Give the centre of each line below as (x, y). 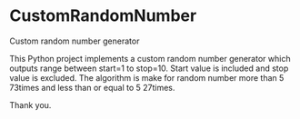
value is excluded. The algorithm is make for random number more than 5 (147, 77)
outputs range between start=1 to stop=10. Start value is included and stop (149, 68)
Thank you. (30, 104)
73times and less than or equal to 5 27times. (92, 87)
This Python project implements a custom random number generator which (150, 58)
